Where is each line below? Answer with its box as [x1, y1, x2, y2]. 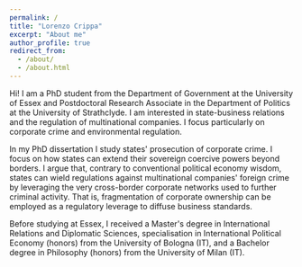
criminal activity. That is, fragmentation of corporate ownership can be [9, 191, 272, 202]
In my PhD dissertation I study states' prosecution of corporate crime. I [9, 143, 273, 154]
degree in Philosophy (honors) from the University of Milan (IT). [9, 246, 245, 257]
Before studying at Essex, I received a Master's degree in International [9, 218, 270, 229]
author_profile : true [9, 38, 91, 48]
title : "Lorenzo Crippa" [9, 22, 103, 31]
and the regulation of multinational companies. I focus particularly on [9, 116, 265, 127]
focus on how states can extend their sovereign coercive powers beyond [9, 153, 280, 164]
